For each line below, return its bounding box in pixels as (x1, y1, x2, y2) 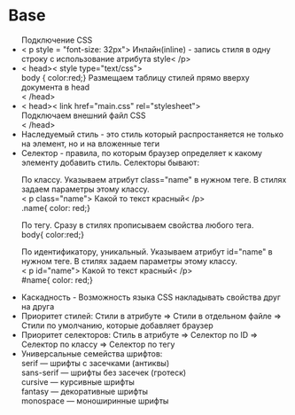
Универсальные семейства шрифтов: (20, 348, 163, 359)
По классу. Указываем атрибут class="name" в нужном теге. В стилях (20, 174, 287, 184)
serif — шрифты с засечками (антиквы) (20, 357, 170, 368)
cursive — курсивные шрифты (20, 376, 135, 387)
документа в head (20, 82, 90, 92)
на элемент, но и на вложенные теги (20, 138, 160, 149)
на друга (20, 301, 55, 311)
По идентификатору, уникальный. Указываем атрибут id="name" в (20, 246, 274, 257)
